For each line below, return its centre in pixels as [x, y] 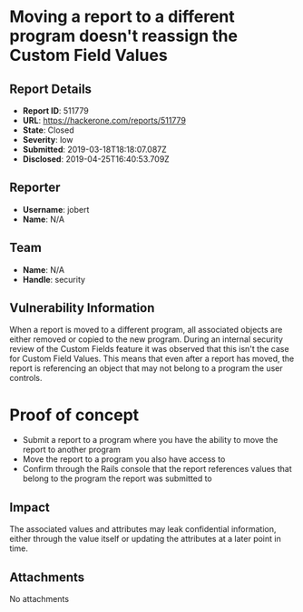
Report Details [51, 89]
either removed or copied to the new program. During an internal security [147, 339]
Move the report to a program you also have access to [124, 459]
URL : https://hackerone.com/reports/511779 [104, 120]
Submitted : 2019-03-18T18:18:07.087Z [95, 149]
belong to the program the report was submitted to [117, 478]
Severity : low [48, 140]
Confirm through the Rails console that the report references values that [157, 469]
